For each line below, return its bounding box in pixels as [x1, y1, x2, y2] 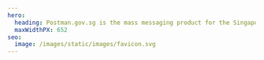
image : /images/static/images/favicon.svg [14, 41, 156, 48]
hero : [7, 11, 25, 19]
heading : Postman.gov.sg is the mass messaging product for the [14, 19, 230, 26]
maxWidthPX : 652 [14, 26, 68, 34]
